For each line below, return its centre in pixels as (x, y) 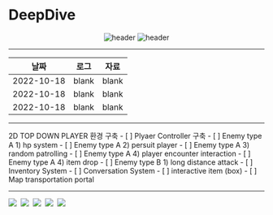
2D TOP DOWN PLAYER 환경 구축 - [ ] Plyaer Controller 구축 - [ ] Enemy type (135, 135)
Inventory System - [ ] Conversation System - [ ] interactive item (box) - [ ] (133, 170)
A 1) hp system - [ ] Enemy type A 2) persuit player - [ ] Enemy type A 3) (129, 144)
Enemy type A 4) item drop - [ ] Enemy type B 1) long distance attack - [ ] (131, 162)
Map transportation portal (52, 179)
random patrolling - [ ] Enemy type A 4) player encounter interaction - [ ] (130, 153)
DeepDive (42, 15)
